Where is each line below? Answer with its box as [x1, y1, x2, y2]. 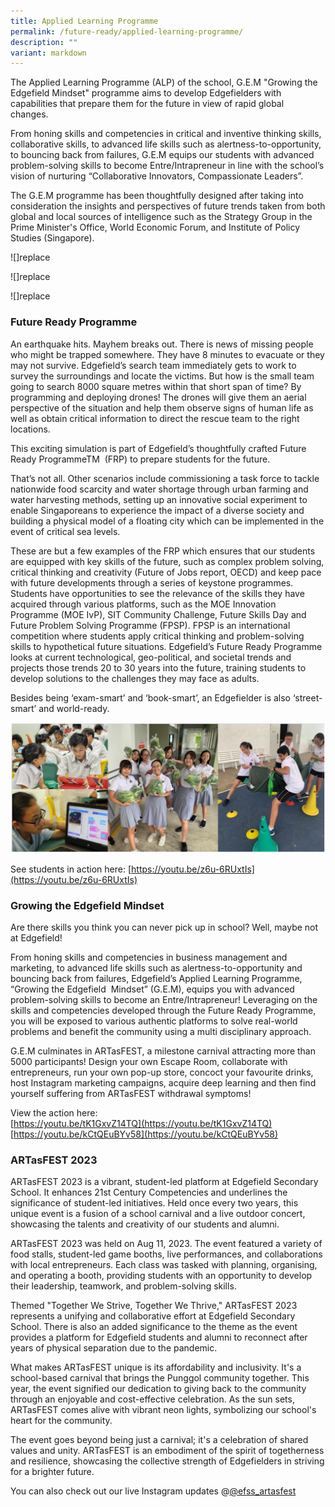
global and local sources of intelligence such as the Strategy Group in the [10, 211, 313, 223]
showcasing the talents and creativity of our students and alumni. [10, 1218, 280, 1230]
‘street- [292, 691, 323, 704]
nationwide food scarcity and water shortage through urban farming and [10, 483, 309, 495]
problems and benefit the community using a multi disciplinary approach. [10, 1026, 312, 1038]
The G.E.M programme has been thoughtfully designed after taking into [10, 190, 304, 202]
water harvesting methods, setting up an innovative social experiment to [10, 493, 308, 505]
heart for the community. [10, 1415, 113, 1427]
